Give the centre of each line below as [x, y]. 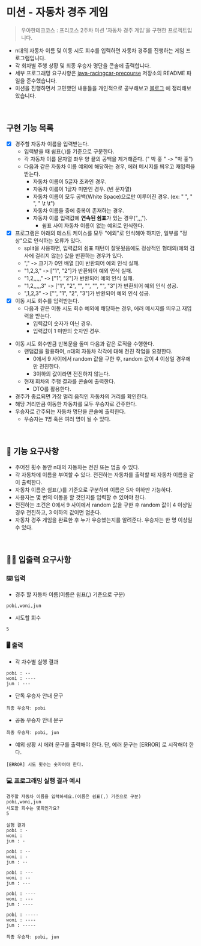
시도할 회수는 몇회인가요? [33, 808]
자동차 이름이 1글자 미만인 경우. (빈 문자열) [82, 189]
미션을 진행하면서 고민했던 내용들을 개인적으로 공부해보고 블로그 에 [93, 88]
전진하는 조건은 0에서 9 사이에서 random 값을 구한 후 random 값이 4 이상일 [103, 505]
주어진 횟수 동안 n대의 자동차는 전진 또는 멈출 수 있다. [77, 467]
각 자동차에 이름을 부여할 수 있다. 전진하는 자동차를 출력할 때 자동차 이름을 [101, 475]
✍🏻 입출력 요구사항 [39, 560]
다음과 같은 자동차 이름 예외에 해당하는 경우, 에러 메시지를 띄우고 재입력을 [109, 166]
